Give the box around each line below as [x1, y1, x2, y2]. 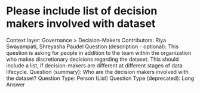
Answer [6, 80, 25, 88]
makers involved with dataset [6, 17, 156, 30]
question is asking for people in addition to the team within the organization [6, 49, 192, 56]
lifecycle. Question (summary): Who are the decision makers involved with [6, 68, 189, 75]
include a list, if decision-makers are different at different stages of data [6, 61, 183, 69]
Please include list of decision [6, 4, 158, 18]
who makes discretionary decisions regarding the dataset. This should [6, 55, 179, 63]
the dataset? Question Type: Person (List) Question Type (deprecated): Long [6, 75, 195, 82]
